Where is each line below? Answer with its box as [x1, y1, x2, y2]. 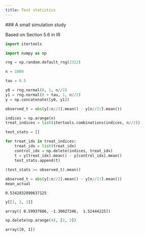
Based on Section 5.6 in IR [5, 31, 60, 37]
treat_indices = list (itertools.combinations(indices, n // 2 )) [5, 120, 140, 125]
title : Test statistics [5, 7, 56, 13]
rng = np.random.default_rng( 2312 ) [5, 60, 81, 65]
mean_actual [5, 181, 31, 187]
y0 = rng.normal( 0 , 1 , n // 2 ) [5, 88, 67, 93]
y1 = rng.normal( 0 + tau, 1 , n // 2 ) [5, 92, 81, 97]
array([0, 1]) [5, 227, 36, 232]
